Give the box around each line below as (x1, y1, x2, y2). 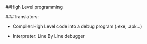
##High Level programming (5, 4, 63, 10)
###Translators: (5, 14, 39, 19)
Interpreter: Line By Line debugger (12, 33, 85, 39)
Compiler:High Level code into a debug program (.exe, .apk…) (12, 23, 142, 29)
